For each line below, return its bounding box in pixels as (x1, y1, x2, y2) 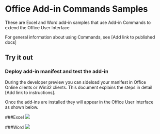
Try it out (5, 54, 33, 62)
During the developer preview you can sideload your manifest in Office (5, 79, 146, 85)
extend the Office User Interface (5, 24, 70, 30)
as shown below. (5, 104, 39, 110)
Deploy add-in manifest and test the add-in (5, 68, 109, 75)
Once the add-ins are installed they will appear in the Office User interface (5, 99, 154, 105)
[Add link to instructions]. (5, 89, 56, 96)
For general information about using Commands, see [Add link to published (5, 34, 155, 40)
